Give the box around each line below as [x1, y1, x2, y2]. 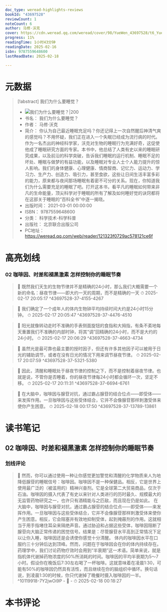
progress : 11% [5, 35, 35, 40]
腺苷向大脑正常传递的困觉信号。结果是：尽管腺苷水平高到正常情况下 [17, 528, 157, 534]
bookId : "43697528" [5, 12, 46, 17]
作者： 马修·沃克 [24, 122, 58, 128]
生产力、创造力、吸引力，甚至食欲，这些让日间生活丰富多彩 [38, 172, 160, 178]
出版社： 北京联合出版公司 [24, 221, 79, 227]
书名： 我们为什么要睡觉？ [24, 115, 79, 121]
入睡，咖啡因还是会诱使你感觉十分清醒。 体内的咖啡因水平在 [30, 535, 154, 541]
